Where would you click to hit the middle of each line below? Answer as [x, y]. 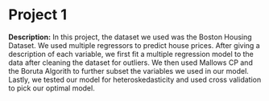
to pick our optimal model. [52, 88]
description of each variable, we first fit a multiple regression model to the [131, 54]
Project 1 [37, 15]
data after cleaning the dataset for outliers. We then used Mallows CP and [131, 63]
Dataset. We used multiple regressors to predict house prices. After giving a [134, 45]
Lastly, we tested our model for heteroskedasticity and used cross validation [135, 79]
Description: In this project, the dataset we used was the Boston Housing [130, 37]
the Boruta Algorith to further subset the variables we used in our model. [129, 71]
